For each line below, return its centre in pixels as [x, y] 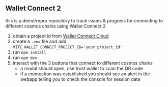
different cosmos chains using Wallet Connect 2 [55, 26]
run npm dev [25, 57]
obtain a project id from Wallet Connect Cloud [61, 36]
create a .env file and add [39, 41]
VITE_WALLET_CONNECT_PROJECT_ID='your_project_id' [67, 47]
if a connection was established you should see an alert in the [85, 74]
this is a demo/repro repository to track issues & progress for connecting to [84, 20]
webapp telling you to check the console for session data [80, 79]
